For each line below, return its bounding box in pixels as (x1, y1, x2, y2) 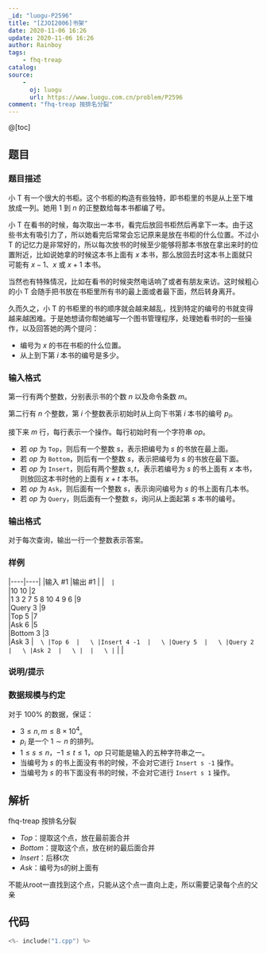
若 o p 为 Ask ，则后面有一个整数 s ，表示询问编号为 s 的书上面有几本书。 (19, 484, 253, 493)
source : (8, 71, 34, 79)
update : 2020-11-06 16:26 (8, 33, 94, 42)
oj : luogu (29, 85, 62, 94)
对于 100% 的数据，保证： (8, 709, 94, 719)
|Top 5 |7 (8, 611, 38, 621)
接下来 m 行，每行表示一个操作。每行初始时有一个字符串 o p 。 (8, 427, 211, 437)
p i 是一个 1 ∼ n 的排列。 (19, 736, 99, 748)
